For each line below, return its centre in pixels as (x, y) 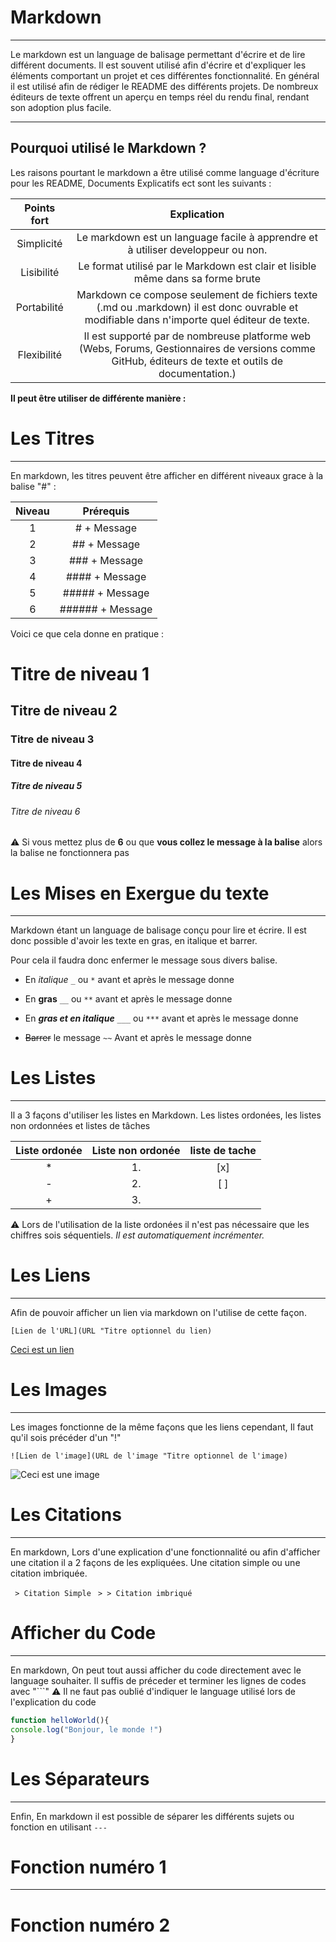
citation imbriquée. (49, 1573)
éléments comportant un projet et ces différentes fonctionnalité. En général (165, 75)
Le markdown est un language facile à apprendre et (197, 237)
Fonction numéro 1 (88, 1867)
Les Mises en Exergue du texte (140, 893)
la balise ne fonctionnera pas (70, 853)
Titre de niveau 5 (46, 786)
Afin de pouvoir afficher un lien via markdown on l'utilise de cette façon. (158, 1313)
